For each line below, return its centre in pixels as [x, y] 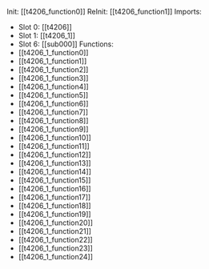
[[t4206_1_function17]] [54, 197]
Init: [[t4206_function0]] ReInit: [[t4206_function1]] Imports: [104, 12]
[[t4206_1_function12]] [55, 155]
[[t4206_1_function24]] [55, 257]
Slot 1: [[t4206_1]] [47, 36]
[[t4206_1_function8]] [53, 120]
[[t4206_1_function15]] [54, 180]
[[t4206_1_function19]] [55, 214]
